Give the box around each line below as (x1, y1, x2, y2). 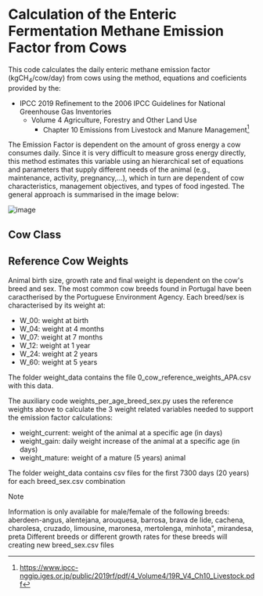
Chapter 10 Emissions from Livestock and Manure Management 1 (42, 123, 250, 134)
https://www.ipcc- (19, 562, 79, 572)
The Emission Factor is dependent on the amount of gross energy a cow (8, 140, 241, 150)
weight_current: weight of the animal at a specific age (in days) (19, 427, 223, 437)
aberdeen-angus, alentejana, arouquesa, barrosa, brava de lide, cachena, (8, 515, 245, 525)
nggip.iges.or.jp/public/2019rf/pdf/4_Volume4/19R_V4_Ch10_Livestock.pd (19, 571, 255, 580)
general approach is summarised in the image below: (8, 190, 179, 199)
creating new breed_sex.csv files (8, 540, 115, 550)
